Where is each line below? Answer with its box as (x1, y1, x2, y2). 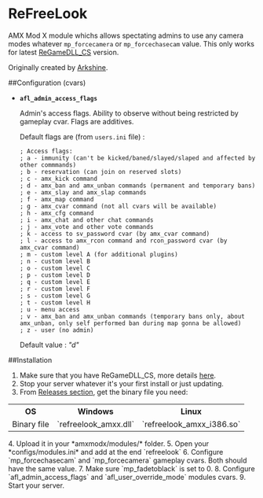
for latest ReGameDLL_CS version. (8, 47, 119, 57)
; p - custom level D (19, 271, 90, 279)
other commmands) (19, 160, 77, 169)
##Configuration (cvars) (8, 78, 86, 87)
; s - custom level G (19, 292, 90, 300)
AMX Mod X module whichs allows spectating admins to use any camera (8, 31, 244, 40)
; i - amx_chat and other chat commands (19, 216, 154, 224)
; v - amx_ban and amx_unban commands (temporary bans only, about (19, 312, 245, 320)
